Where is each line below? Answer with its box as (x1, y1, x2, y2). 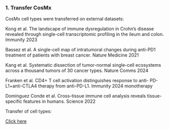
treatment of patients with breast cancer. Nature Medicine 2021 (5, 52, 139, 58)
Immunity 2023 (5, 36, 37, 43)
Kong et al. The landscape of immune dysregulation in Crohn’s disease (5, 26, 154, 32)
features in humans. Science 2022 (23, 98, 96, 104)
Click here (5, 118, 27, 124)
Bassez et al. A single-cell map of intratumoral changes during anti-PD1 (5, 47, 156, 53)
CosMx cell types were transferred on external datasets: (5, 16, 124, 22)
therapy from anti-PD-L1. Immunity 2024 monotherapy (38, 83, 153, 89)
